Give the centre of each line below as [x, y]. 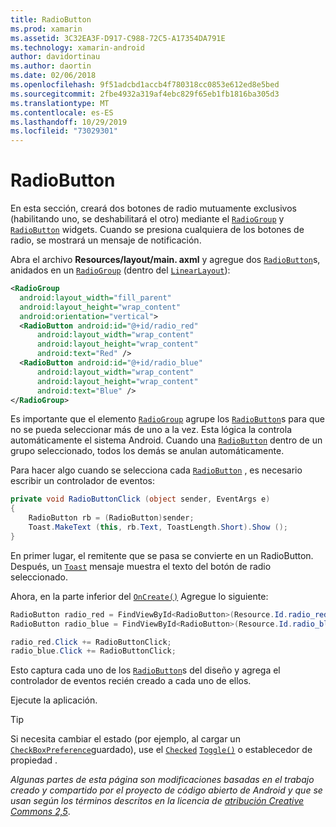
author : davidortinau [55, 57]
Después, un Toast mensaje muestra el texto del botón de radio [141, 566]
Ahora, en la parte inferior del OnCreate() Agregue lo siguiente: [139, 596]
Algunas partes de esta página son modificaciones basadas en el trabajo [162, 780]
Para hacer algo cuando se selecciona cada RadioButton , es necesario [156, 470]
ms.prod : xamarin [46, 29]
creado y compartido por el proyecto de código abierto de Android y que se [166, 790]
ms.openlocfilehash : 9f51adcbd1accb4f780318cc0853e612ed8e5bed [145, 85]
